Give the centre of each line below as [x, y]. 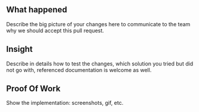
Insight [19, 49]
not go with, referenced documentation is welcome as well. [79, 70]
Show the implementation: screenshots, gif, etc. [65, 103]
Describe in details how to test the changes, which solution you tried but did [100, 63]
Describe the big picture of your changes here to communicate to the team [98, 24]
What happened [37, 10]
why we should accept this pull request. [55, 30]
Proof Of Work [33, 89]
